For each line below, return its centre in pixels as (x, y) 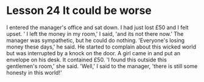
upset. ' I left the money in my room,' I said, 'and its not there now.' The (95, 33)
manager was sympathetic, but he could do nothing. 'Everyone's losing (95, 40)
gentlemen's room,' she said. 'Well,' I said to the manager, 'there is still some (102, 66)
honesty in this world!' (34, 72)
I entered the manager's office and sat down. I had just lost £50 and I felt (97, 27)
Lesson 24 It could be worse (79, 11)
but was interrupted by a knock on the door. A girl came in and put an (93, 53)
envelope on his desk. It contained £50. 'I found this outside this (87, 60)
